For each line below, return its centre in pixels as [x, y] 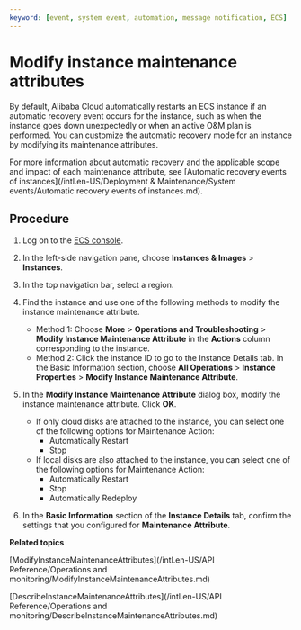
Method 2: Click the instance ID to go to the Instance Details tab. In [159, 358]
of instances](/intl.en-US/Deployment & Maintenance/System [123, 181]
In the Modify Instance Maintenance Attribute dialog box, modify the [151, 395]
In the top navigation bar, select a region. [98, 285]
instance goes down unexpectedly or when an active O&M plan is [130, 125]
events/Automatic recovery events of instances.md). [106, 191]
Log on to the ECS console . [73, 240]
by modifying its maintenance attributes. [84, 144]
